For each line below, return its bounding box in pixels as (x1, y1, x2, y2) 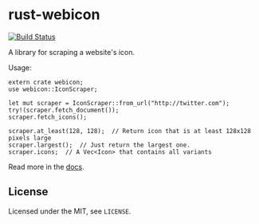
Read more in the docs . (8, 162, 85, 171)
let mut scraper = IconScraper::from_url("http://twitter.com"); (8, 99, 230, 107)
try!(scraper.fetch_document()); (8, 106, 120, 114)
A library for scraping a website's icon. (8, 47, 135, 57)
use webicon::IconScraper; (8, 85, 98, 93)
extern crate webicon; (8, 78, 84, 86)
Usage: (8, 62, 32, 73)
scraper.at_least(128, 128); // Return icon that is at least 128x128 (8, 127, 251, 135)
